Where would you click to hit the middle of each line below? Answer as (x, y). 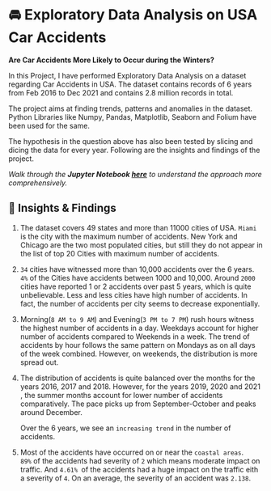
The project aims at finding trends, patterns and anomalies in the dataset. (131, 108)
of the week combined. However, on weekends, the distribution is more (139, 353)
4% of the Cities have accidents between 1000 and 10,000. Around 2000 (138, 277)
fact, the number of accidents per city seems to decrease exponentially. (140, 303)
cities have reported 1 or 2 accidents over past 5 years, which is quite (135, 286)
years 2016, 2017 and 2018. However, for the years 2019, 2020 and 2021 (140, 386)
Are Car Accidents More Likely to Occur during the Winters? (111, 60)
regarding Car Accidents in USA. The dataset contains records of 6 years (130, 84)
